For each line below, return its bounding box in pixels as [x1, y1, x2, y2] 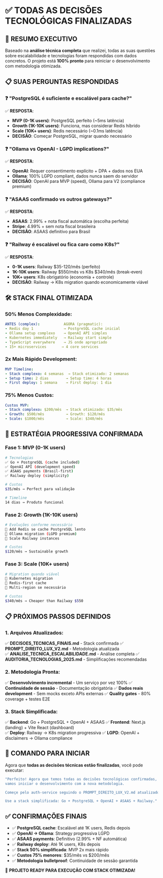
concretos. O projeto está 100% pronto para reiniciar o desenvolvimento [5, 58, 150, 64]
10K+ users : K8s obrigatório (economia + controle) [12, 274, 114, 280]
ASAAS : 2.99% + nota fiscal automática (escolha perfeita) [12, 218, 129, 224]
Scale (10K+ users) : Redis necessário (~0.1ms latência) [12, 128, 123, 133]
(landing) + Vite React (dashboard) [5, 725, 74, 731]
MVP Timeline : [5, 367, 34, 372]
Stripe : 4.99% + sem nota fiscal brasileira [12, 224, 96, 229]
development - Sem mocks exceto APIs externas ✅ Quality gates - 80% [5, 690, 151, 696]
